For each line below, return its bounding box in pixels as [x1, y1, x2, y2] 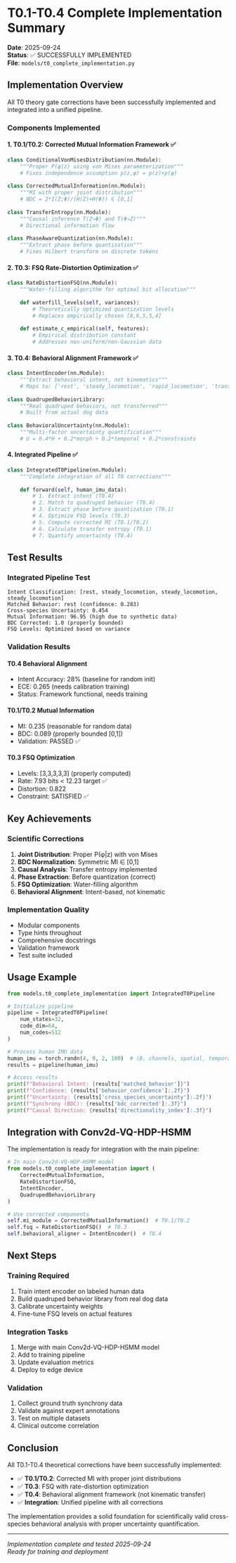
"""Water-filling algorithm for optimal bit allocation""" [20, 286, 197, 293]
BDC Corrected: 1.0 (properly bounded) [7, 619, 124, 626]
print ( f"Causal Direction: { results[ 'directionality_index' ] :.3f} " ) [7, 1106, 212, 1114]
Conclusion [7, 1442, 59, 1454]
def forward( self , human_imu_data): [20, 486, 128, 493]
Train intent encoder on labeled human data [17, 1287, 145, 1295]
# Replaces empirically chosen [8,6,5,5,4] [32, 312, 162, 319]
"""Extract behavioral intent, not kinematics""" [20, 376, 169, 383]
